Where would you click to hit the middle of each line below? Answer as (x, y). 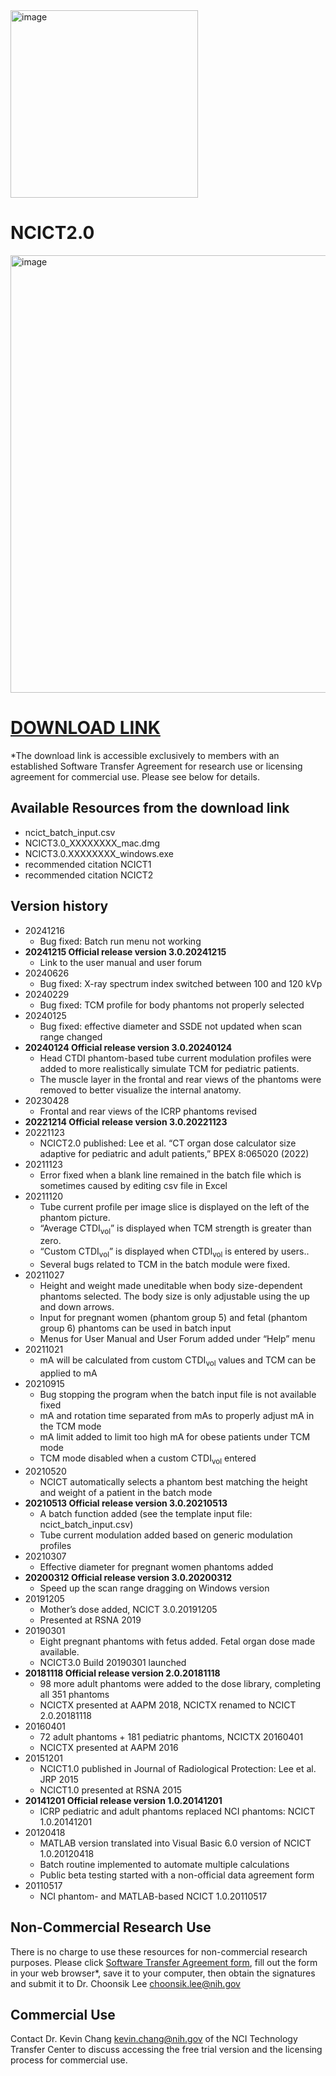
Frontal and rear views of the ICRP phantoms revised (148, 1111)
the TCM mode (70, 1426)
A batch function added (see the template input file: (146, 1513)
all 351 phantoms (74, 1694)
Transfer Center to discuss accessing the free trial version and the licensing (166, 2050)
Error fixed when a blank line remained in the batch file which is (170, 1175)
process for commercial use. (69, 2060)
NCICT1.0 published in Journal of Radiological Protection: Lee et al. (178, 1768)
